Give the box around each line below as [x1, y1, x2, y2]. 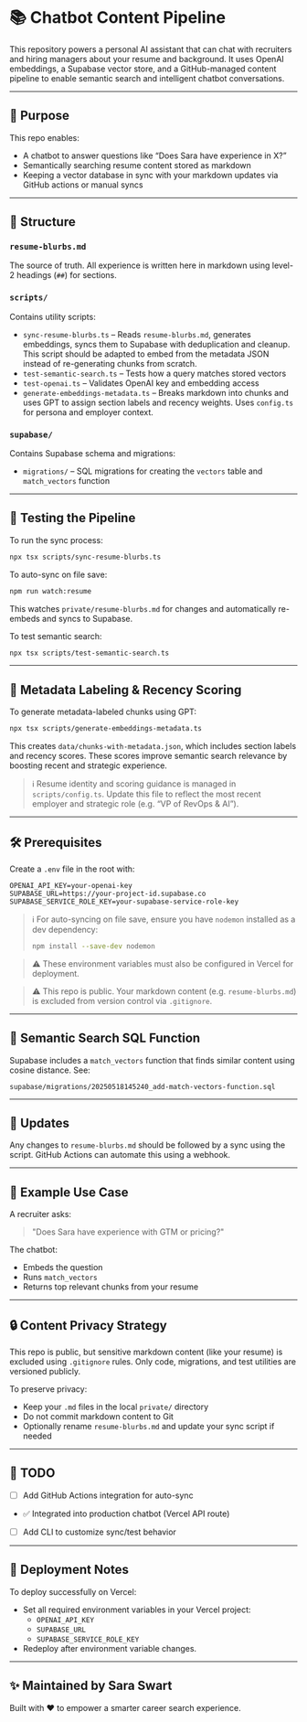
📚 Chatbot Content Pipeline [9, 7, 227, 28]
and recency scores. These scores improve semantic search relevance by [9, 751, 288, 762]
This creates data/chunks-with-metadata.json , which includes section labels [9, 741, 297, 752]
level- [271, 260, 294, 271]
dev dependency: [31, 924, 99, 935]
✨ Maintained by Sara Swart [9, 1678, 173, 1694]
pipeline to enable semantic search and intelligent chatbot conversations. [9, 72, 285, 83]
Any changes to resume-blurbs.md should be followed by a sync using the [9, 1139, 286, 1150]
